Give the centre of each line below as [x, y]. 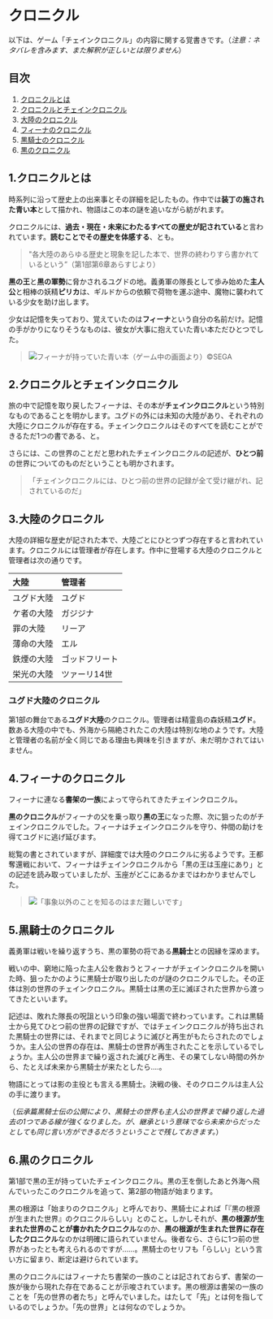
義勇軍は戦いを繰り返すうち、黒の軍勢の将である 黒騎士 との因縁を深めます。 [136, 951]
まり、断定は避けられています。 [89, 1259]
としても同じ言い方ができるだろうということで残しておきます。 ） [116, 1132]
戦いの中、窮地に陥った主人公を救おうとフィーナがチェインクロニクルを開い [136, 969]
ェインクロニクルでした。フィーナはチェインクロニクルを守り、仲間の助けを [136, 827]
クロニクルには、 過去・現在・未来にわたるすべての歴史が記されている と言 [132, 227]
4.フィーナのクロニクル [67, 778]
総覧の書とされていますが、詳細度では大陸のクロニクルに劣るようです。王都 [136, 854]
